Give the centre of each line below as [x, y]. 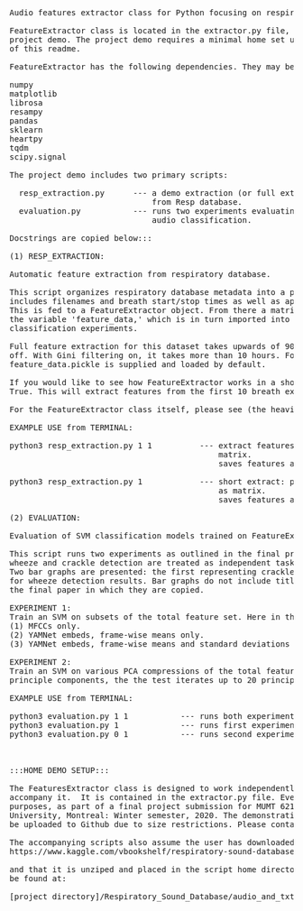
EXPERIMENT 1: [41, 608]
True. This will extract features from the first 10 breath [145, 391]
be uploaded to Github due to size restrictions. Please [138, 824]
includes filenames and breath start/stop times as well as [145, 301]
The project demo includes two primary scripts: [119, 175]
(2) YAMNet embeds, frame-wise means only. [107, 635]
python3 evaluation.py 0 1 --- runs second [131, 734]
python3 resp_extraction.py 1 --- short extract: [147, 482]
